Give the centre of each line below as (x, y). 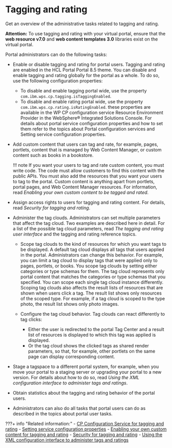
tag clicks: (31, 319)
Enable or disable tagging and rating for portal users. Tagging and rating (89, 64)
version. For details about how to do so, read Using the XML (76, 377)
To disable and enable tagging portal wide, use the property (83, 90)
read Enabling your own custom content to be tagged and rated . (81, 192)
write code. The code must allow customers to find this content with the (89, 170)
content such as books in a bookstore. (53, 155)
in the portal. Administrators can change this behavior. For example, (92, 255)
